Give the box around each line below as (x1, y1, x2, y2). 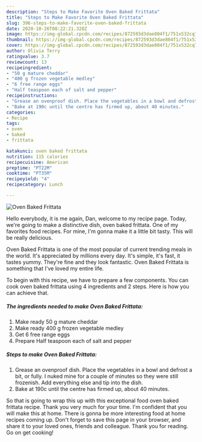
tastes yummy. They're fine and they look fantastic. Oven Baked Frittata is (6, 258, 189, 265)
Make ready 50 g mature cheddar (14, 318, 98, 325)
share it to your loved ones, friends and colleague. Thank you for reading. (6, 422, 188, 429)
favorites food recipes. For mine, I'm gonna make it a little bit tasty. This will (6, 228, 193, 235)
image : (6, 31, 23, 37)
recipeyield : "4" (6, 176, 50, 182)
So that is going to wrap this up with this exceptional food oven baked (6, 397, 179, 404)
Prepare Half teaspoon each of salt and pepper (14, 337, 132, 344)
